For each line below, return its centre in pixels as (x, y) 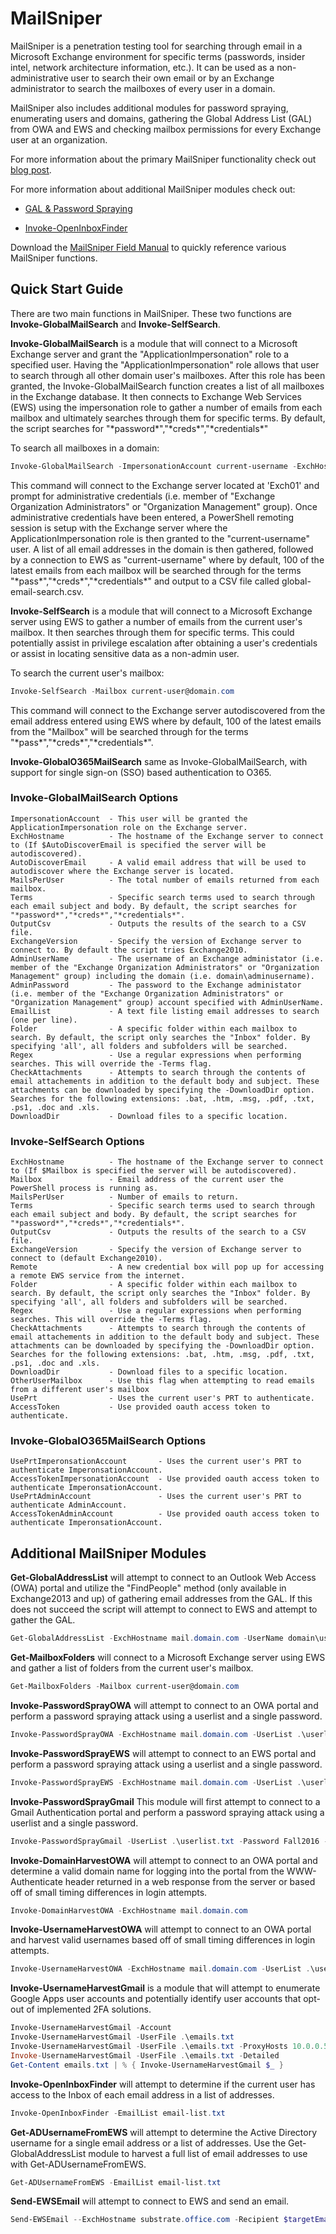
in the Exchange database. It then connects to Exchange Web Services (156, 396)
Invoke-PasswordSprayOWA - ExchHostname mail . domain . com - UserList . (156, 1734)
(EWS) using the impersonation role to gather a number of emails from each (166, 407)
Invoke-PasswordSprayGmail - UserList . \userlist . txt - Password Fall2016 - (169, 1841)
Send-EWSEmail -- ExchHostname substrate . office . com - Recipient (145, 2220)
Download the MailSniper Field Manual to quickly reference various (148, 247)
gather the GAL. (43, 1620)
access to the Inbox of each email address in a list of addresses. (142, 2094)
